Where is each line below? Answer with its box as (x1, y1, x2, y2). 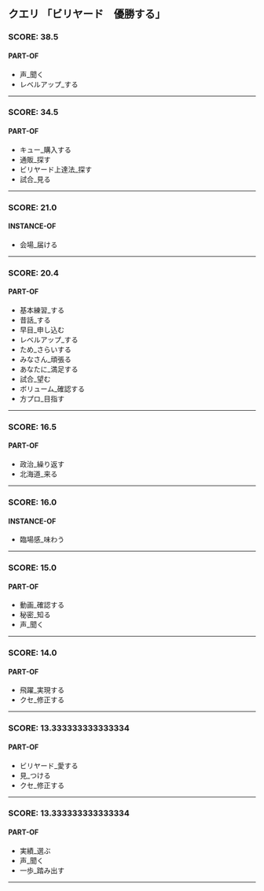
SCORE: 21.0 (8, 201, 57, 213)
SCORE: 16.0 (8, 497, 57, 508)
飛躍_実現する (19, 686, 65, 695)
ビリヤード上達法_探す (19, 165, 93, 174)
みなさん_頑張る (19, 354, 72, 364)
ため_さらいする (19, 345, 72, 354)
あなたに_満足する (19, 364, 79, 374)
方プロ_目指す (19, 394, 65, 403)
